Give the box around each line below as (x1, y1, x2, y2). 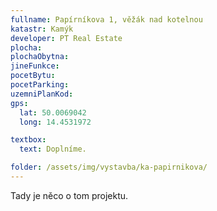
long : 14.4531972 (19, 117, 92, 127)
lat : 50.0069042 (19, 107, 87, 118)
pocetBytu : (10, 71, 56, 81)
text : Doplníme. (19, 144, 87, 155)
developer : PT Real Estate (10, 33, 123, 43)
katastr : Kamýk (10, 24, 74, 34)
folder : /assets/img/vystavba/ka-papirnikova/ (10, 162, 208, 173)
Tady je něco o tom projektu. (10, 189, 129, 201)
